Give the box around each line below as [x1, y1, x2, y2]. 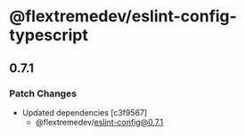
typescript [9, 25, 89, 45]
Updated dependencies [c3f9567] [21, 107, 148, 117]
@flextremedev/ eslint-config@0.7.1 [35, 116, 163, 127]
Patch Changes [9, 87, 78, 100]
